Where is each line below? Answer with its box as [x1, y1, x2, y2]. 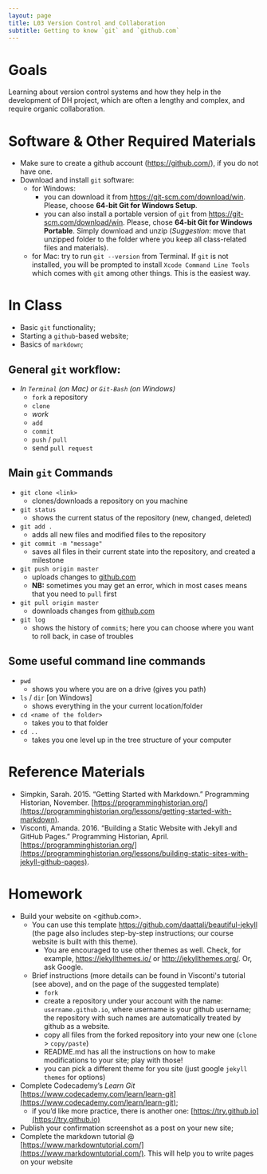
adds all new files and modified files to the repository [31, 529, 206, 539]
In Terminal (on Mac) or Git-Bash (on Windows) [19, 384, 176, 393]
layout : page [8, 11, 52, 20]
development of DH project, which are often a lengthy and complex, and [8, 96, 245, 105]
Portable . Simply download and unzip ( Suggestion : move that [43, 226, 246, 236]
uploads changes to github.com [31, 571, 136, 582]
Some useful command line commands [8, 654, 206, 668]
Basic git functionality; [19, 323, 96, 332]
